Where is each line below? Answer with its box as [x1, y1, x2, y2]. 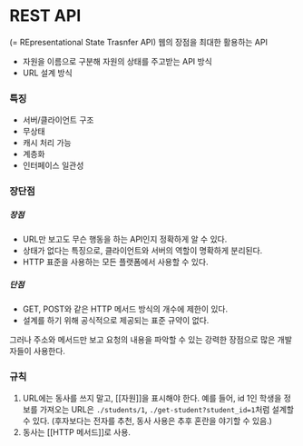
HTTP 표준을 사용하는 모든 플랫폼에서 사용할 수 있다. [22, 256, 209, 268]
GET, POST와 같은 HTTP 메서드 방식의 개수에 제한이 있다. [22, 303, 229, 314]
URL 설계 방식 [22, 67, 73, 78]
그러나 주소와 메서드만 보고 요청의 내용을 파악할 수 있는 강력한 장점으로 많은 [9, 334, 276, 345]
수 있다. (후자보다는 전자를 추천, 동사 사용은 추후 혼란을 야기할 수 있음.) [22, 415, 272, 427]
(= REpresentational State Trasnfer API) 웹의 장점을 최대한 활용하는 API [9, 36, 268, 47]
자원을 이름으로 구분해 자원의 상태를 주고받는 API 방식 [22, 55, 213, 66]
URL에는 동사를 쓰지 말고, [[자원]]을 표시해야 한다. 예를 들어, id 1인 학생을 [22, 392, 282, 404]
